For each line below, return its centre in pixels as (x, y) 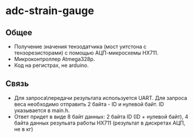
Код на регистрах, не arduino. (51, 65)
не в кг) (24, 129)
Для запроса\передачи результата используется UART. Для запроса (101, 97)
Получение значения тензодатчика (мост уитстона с (80, 46)
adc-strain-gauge (50, 11)
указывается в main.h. (42, 110)
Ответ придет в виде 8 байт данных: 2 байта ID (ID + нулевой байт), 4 (101, 116)
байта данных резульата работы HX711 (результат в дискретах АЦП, (100, 123)
